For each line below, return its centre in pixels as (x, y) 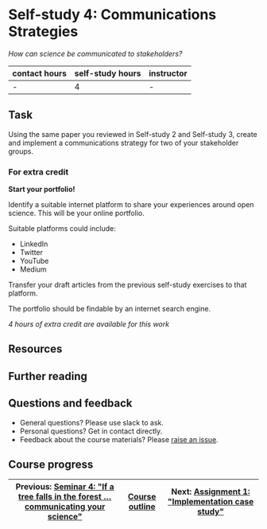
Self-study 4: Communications (112, 15)
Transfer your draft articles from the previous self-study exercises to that (128, 285)
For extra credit (39, 171)
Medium (33, 269)
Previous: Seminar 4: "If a (65, 487)
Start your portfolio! (42, 190)
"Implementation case (211, 502)
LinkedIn (34, 244)
